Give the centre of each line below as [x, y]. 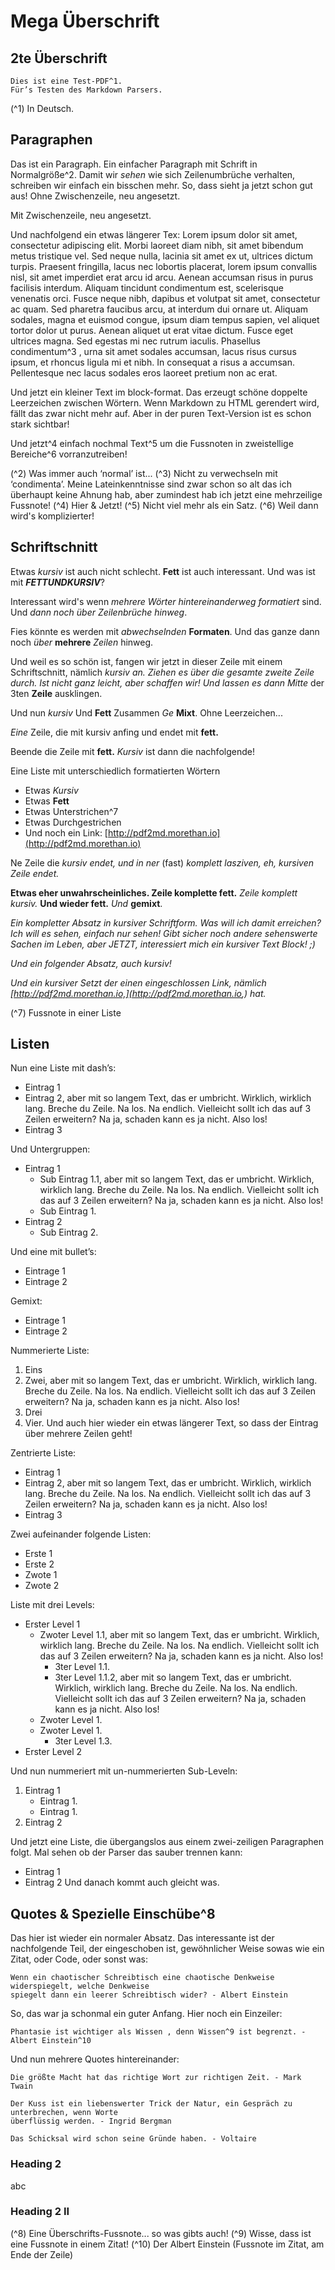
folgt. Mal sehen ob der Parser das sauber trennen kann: [126, 1852]
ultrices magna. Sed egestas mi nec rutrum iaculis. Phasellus [135, 341]
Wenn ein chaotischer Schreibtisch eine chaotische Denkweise [142, 1978]
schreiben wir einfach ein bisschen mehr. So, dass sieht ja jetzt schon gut [161, 185]
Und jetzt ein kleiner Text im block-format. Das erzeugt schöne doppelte [159, 392]
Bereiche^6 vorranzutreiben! [69, 454]
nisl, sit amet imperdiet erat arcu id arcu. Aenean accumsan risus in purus [162, 277]
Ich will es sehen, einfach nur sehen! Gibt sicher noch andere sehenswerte [164, 933]
